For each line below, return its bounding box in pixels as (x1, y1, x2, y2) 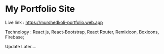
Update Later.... (5, 43, 37, 49)
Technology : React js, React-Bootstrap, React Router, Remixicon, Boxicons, (5, 29, 159, 35)
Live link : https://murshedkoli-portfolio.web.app (5, 19, 103, 25)
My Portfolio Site (5, 3, 75, 15)
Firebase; (5, 34, 25, 40)
